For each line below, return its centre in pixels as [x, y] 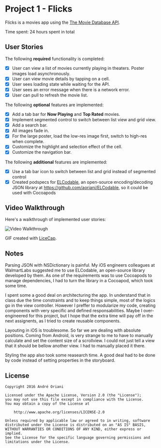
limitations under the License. [37, 442]
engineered [16, 316]
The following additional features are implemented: [56, 162]
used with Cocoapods [34, 192]
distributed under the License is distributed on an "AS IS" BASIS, [75, 425]
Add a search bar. [30, 125]
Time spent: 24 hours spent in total [40, 32]
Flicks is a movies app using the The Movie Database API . [62, 22]
